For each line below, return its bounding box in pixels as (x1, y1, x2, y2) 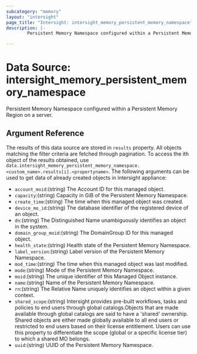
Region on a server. (6, 112, 53, 119)
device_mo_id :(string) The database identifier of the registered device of (14, 204, 189, 211)
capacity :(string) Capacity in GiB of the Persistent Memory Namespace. (14, 191, 189, 198)
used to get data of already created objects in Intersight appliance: (6, 174, 167, 181)
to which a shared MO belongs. (14, 335, 91, 342)
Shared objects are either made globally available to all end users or (14, 316, 179, 323)
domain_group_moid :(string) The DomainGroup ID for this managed (14, 229, 174, 236)
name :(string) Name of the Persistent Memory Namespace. (14, 279, 155, 286)
